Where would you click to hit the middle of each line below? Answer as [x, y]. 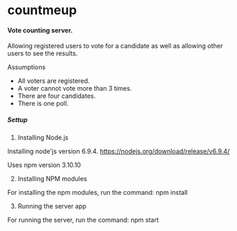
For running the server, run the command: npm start [83, 220]
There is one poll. [43, 103]
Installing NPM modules [52, 179]
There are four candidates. [56, 96]
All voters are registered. [54, 81]
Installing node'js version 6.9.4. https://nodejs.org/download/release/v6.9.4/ [118, 152]
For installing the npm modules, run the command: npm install [98, 193]
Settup [18, 120]
